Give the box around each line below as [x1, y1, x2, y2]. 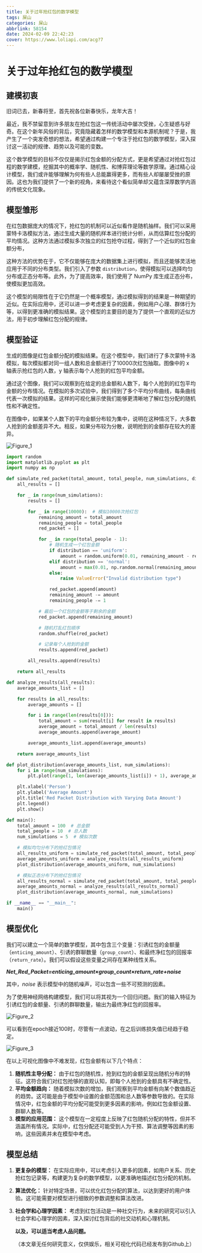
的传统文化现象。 [6, 186, 49, 193]
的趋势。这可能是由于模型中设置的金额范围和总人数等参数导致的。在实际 [14, 1092, 194, 1100]
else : [49, 570, 63, 576]
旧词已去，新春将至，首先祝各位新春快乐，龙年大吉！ [6, 108, 138, 114]
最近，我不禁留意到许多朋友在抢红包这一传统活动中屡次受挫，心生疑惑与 [6, 120, 185, 127]
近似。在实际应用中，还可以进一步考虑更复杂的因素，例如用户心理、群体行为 [6, 300, 196, 308]
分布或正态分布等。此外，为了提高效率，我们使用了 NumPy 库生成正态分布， [6, 272, 196, 280]
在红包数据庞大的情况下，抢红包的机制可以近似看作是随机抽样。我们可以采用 [6, 222, 196, 229]
